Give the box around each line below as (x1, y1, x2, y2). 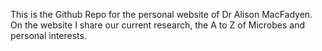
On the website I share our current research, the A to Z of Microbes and (10, 19, 305, 31)
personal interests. (10, 30, 87, 41)
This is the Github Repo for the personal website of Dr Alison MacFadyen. (10, 9, 313, 20)
